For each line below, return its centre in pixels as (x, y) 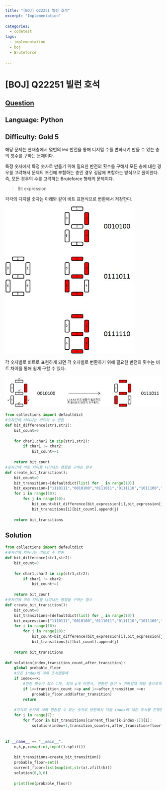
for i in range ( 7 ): (34, 715)
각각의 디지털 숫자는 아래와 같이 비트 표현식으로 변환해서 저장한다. (69, 199)
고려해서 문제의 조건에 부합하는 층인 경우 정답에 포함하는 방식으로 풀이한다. (86, 173)
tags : (11, 37)
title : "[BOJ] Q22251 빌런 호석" (38, 10)
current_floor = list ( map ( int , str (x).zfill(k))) (63, 768)
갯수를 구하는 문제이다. (32, 156)
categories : (17, 26)
